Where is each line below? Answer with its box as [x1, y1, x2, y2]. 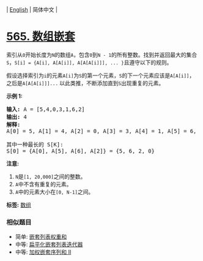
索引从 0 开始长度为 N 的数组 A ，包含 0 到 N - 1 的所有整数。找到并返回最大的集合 [6, 51, 197, 58]
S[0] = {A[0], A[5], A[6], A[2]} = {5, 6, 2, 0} [6, 147, 155, 154]
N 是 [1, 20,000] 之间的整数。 [15, 173, 86, 180]
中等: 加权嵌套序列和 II [15, 248, 72, 256]
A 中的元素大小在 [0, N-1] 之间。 [15, 188, 94, 195]
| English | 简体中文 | [6, 6, 58, 13]
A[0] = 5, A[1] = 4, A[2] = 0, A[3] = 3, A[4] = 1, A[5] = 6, [6, 127, 197, 134]
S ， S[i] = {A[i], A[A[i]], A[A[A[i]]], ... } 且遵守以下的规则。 [6, 58, 172, 66]
